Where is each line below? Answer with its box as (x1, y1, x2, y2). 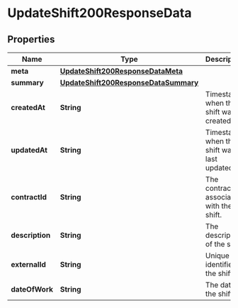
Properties (7, 33, 55, 45)
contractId (11, 192, 47, 202)
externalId (11, 260, 46, 269)
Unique (205, 251, 230, 260)
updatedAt (11, 145, 48, 155)
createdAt (11, 103, 46, 112)
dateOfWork (11, 285, 53, 294)
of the (205, 239, 225, 249)
